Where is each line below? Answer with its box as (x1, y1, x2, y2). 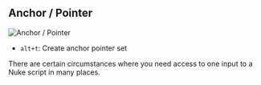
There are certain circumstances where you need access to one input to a (8, 59, 253, 68)
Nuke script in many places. (8, 67, 100, 77)
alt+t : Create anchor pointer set (19, 43, 128, 53)
